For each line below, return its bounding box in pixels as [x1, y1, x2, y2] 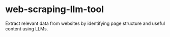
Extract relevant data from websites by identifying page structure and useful [5, 20, 165, 26]
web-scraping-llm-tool [5, 4, 104, 15]
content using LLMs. [5, 25, 48, 31]
